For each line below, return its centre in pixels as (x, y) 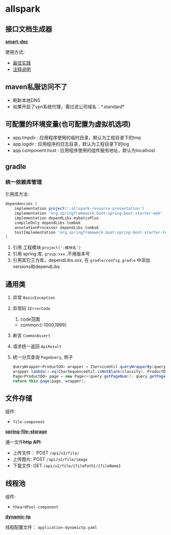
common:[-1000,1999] (44, 325)
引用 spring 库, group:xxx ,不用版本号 (51, 254)
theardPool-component (35, 507)
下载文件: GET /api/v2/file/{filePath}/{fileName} (67, 466)
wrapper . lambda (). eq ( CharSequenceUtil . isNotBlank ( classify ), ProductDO (90, 372)
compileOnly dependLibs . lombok (48, 223)
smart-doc (17, 42)
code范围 (30, 319)
